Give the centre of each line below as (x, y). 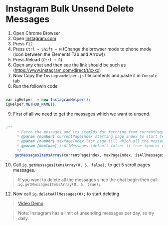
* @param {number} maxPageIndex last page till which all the (83, 141)
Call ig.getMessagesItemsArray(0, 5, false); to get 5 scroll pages (82, 165)
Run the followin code (35, 86)
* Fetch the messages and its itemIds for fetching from (77, 132)
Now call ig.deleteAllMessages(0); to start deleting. (67, 194)
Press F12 (23, 43)
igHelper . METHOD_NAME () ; (31, 104)
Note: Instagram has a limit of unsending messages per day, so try (86, 213)
